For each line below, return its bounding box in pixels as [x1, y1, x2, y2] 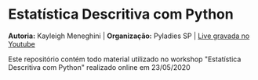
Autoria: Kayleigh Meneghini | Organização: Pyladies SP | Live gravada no [8, 31, 250, 40]
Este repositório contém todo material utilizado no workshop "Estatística [8, 54, 242, 64]
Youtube [8, 39, 35, 48]
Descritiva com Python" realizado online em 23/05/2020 [8, 62, 191, 71]
